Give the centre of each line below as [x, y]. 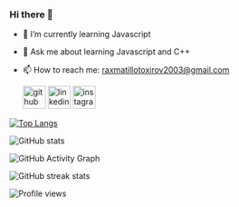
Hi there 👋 [32, 15]
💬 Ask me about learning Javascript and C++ [106, 52]
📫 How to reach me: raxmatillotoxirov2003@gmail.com [126, 70]
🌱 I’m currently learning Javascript [86, 34]
